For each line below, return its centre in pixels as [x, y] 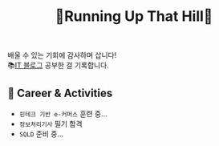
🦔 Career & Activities [60, 93]
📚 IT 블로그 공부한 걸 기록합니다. [58, 65]
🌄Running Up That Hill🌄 [134, 16]
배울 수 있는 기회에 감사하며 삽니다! [62, 55]
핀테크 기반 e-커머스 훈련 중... [63, 114]
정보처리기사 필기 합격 [51, 124]
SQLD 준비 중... [41, 134]
